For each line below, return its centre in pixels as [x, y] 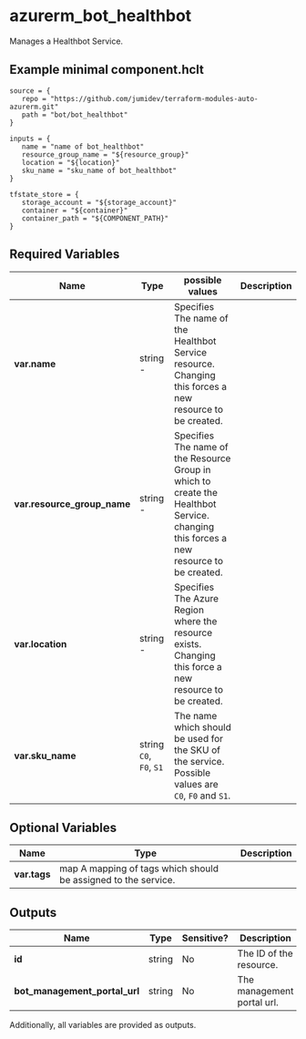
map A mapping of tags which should [138, 869]
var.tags [32, 874]
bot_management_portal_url [77, 992]
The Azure [197, 598]
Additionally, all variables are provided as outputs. [103, 1025]
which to [193, 481]
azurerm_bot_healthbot [101, 16]
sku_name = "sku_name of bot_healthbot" [99, 170]
